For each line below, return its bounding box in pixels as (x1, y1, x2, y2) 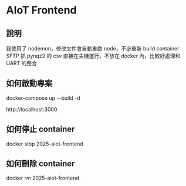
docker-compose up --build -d (6, 94, 80, 102)
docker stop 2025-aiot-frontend (6, 140, 83, 147)
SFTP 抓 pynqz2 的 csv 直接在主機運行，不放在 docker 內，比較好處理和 (6, 52, 181, 59)
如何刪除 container (6, 159, 75, 169)
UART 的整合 (6, 60, 37, 66)
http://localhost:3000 (6, 106, 58, 113)
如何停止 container (6, 124, 75, 134)
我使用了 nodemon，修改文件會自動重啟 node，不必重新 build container (6, 45, 180, 52)
